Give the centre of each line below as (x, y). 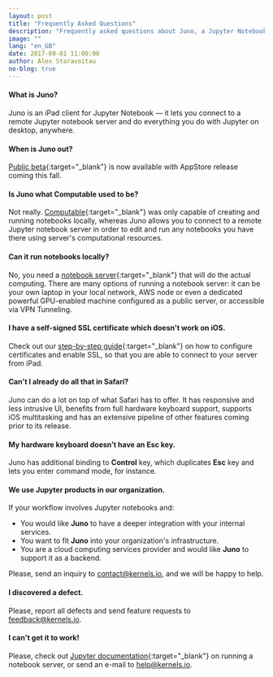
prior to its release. (40, 425)
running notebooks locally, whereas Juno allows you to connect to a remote (135, 221)
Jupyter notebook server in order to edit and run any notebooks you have (131, 229)
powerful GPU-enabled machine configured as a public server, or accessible (136, 301)
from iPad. (26, 363)
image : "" (25, 39)
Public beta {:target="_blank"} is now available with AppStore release (123, 167)
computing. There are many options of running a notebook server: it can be (134, 283)
